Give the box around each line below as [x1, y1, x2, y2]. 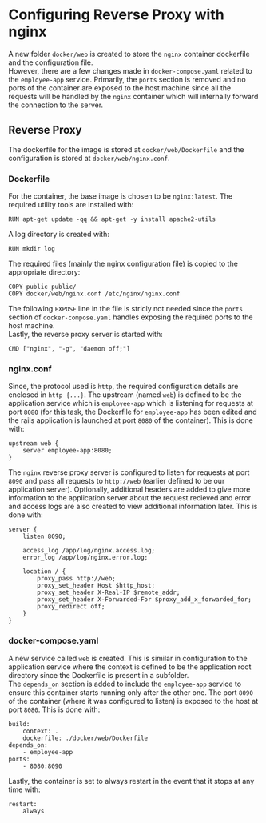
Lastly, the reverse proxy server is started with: [8, 330, 163, 339]
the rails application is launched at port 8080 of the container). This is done [8, 416, 253, 425]
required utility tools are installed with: [8, 200, 134, 210]
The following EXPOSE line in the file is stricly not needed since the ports [8, 304, 244, 314]
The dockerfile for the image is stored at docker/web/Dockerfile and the [8, 144, 244, 154]
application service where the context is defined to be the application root [8, 662, 252, 672]
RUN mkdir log [8, 245, 56, 253]
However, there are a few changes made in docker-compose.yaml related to [8, 66, 253, 75]
